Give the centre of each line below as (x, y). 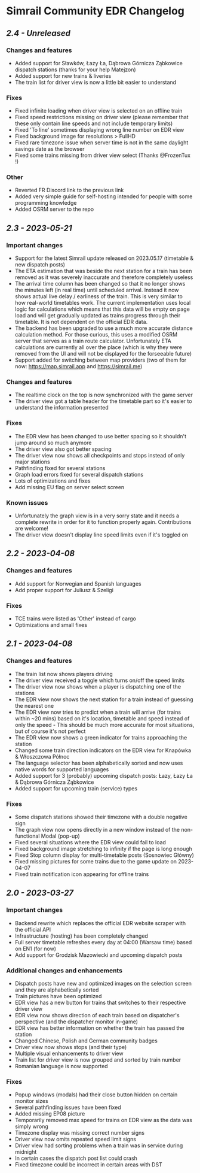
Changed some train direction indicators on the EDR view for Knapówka (103, 750)
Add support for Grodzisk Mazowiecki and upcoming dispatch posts (99, 955)
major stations (32, 462)
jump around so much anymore (53, 442)
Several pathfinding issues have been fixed (68, 1107)
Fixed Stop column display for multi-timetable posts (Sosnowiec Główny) (104, 855)
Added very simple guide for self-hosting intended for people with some (104, 196)
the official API (33, 929)
